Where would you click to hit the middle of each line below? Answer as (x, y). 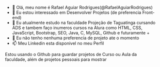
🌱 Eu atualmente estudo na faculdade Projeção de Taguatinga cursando (84, 22)
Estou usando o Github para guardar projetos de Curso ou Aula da (71, 54)
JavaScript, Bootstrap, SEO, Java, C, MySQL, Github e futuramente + (81, 33)
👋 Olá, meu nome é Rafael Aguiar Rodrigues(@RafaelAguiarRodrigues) (82, 7)
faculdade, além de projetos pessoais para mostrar (56, 59)
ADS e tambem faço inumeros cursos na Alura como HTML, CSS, (77, 28)
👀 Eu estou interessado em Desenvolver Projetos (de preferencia (77, 12)
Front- (149, 12)
